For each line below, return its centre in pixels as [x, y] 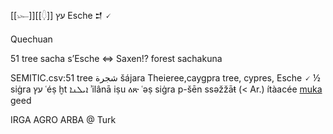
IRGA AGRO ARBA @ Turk [63, 119]
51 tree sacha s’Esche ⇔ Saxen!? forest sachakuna [116, 58]
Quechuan [31, 39]
